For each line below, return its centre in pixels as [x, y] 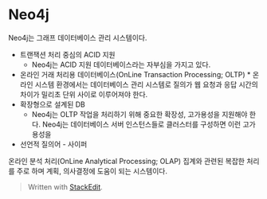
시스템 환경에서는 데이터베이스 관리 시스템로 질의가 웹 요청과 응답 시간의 [147, 84]
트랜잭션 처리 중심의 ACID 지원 [67, 54]
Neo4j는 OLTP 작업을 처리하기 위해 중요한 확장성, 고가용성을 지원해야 [139, 114]
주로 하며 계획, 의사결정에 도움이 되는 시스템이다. [92, 171]
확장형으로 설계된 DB [52, 104]
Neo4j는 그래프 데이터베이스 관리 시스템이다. [78, 37]
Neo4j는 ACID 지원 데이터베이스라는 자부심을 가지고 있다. [121, 64]
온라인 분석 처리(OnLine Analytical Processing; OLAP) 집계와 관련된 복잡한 [127, 161]
